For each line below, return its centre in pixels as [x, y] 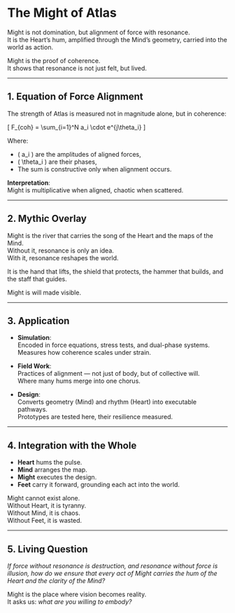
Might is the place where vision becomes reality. [77, 594]
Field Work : [34, 366]
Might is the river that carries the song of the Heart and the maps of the [110, 235]
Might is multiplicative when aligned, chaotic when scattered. [95, 190]
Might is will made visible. [44, 293]
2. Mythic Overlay [47, 219]
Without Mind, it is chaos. [44, 513]
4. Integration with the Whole [72, 445]
